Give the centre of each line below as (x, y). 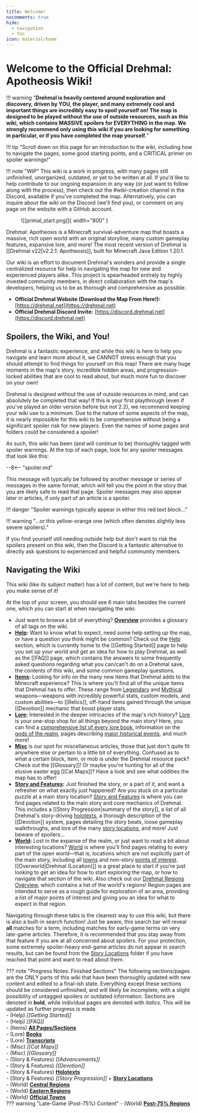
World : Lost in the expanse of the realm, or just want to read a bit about (102, 841)
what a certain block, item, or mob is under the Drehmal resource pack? (102, 759)
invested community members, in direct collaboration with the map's (90, 281)
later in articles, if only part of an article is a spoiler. (69, 498)
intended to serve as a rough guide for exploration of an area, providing (102, 891)
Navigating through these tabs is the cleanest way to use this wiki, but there (98, 915)
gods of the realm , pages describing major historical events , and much (101, 733)
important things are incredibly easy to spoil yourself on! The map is (92, 110)
